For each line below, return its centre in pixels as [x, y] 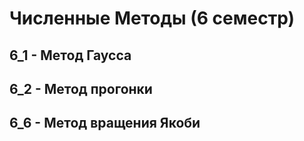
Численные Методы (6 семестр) [152, 18]
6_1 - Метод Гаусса [70, 55]
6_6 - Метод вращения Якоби [105, 123]
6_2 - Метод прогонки [81, 88]
